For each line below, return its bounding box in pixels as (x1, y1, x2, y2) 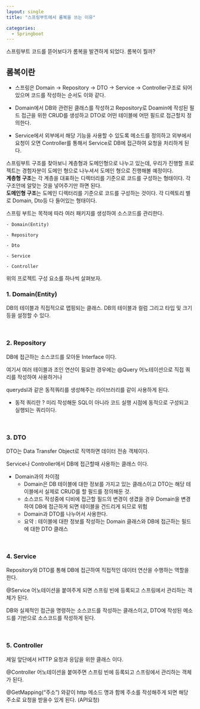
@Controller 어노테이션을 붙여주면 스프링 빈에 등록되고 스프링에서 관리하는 (6, 668, 181, 675)
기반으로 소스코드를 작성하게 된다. (17, 614, 96, 622)
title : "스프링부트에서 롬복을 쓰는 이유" (6, 14, 96, 20)
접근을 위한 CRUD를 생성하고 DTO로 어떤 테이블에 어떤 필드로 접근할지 (21, 112, 186, 119)
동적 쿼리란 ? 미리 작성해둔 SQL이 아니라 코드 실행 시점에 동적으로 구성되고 (14, 398, 189, 406)
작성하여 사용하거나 (17, 373, 63, 381)
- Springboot (11, 31, 44, 36)
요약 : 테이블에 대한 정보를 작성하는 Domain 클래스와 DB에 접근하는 (23, 518, 180, 525)
